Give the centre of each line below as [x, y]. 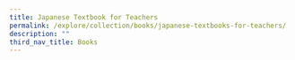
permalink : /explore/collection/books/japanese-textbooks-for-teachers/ [148, 26]
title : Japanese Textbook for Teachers [84, 17]
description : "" [39, 34]
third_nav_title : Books [54, 42]
